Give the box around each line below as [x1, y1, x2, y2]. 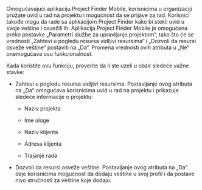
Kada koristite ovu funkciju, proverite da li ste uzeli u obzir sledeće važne [6, 62, 189, 69]
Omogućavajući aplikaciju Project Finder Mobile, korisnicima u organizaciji [6, 5, 192, 12]
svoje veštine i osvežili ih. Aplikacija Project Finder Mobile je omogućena [6, 24, 188, 32]
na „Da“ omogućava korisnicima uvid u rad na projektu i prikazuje [15, 87, 179, 93]
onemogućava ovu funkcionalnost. [6, 50, 93, 57]
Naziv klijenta [24, 129, 58, 135]
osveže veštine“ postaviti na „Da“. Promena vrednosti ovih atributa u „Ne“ [6, 44, 190, 51]
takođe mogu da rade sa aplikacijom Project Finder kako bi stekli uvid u [6, 18, 185, 25]
